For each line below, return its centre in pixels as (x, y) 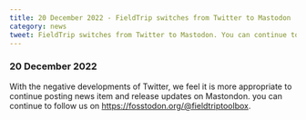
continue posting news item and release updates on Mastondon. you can (146, 95)
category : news (38, 26)
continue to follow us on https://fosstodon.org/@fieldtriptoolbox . (130, 105)
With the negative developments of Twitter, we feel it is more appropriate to (151, 86)
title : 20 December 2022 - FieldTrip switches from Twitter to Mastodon (150, 18)
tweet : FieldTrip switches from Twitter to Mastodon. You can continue (148, 35)
